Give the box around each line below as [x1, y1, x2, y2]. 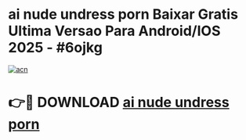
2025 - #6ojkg [8, 39, 103, 56]
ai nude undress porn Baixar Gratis [8, 5, 239, 23]
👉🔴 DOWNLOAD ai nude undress [8, 94, 230, 111]
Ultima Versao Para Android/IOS [8, 22, 221, 40]
